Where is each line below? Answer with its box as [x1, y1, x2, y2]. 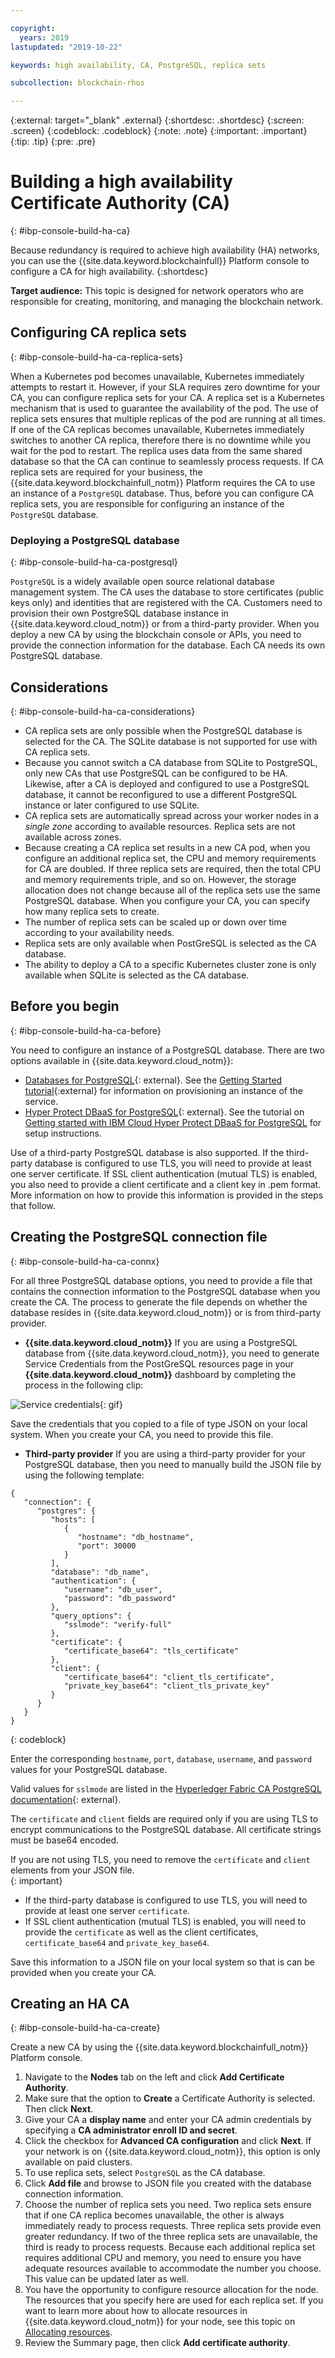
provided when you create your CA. [10, 1966, 157, 1978]
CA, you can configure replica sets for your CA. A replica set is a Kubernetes [10, 391, 326, 403]
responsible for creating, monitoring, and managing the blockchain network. [10, 296, 323, 308]
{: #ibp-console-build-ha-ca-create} [10, 2022, 161, 2034]
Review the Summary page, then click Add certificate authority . [24, 2337, 291, 2349]
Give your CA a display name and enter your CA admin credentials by [24, 2114, 312, 2126]
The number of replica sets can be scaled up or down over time [24, 916, 287, 928]
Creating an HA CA [10, 1996, 130, 2012]
